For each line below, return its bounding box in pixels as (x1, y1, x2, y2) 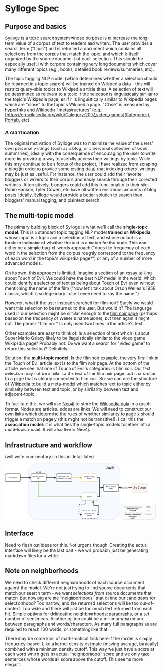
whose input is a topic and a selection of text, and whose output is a (5, 235, 142, 241)
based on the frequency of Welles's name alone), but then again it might (5, 316, 150, 321)
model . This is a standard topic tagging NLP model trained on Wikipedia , (5, 229, 152, 235)
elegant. (5, 661, 22, 667)
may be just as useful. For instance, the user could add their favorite (5, 171, 142, 177)
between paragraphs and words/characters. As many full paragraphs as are (5, 621, 157, 627)
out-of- (139, 600, 154, 606)
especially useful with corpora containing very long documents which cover (5, 61, 157, 67)
